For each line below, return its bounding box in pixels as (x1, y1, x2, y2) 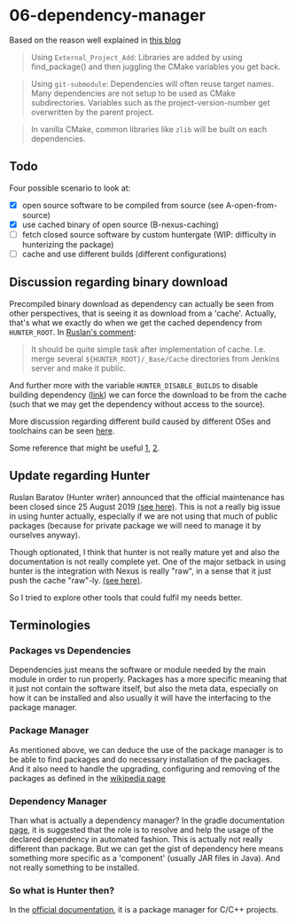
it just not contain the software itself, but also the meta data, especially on (9, 684, 279, 694)
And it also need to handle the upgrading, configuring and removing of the (9, 763, 281, 774)
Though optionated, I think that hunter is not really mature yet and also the (9, 546, 280, 557)
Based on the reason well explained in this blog (9, 35, 182, 45)
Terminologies (9, 618, 91, 633)
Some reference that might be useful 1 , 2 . (9, 442, 160, 453)
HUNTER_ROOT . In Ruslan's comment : (9, 326, 136, 337)
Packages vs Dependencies (9, 644, 131, 656)
